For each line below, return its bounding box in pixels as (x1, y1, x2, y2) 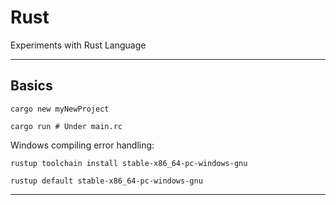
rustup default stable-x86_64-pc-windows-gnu (10, 176, 203, 186)
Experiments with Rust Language (10, 39, 147, 51)
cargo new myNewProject (10, 104, 110, 114)
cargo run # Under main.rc (10, 121, 123, 131)
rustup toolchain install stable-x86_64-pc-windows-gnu (10, 158, 248, 168)
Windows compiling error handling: (10, 139, 155, 151)
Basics (10, 77, 53, 95)
